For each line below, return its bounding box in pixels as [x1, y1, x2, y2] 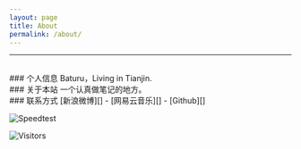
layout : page [9, 12, 58, 22]
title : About [9, 21, 58, 30]
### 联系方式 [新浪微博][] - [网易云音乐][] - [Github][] [9, 95, 206, 106]
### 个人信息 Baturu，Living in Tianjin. [9, 73, 152, 84]
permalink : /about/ [9, 29, 82, 38]
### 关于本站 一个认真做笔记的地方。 [9, 84, 147, 95]
